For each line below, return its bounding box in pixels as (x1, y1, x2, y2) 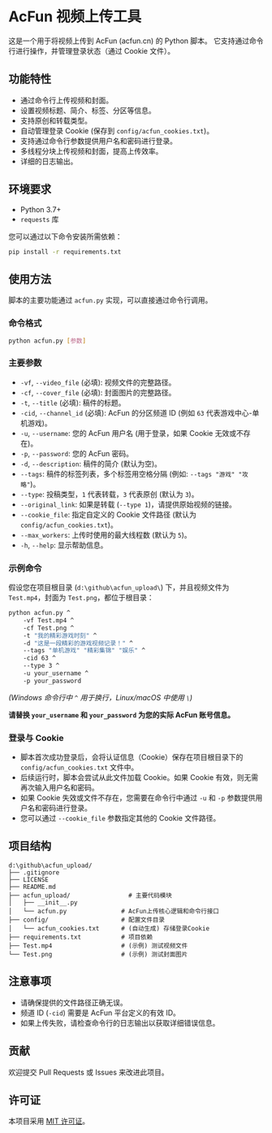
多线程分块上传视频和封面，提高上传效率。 (19, 146, 163, 155)
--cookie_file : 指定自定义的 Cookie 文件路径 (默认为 (19, 509, 197, 519)
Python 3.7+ (19, 204, 62, 214)
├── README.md (8, 882, 57, 891)
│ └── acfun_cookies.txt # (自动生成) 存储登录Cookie (8, 924, 209, 932)
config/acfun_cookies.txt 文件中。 (19, 762, 139, 773)
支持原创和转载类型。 (19, 115, 92, 125)
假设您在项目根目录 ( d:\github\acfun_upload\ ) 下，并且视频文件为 (8, 582, 230, 592)
